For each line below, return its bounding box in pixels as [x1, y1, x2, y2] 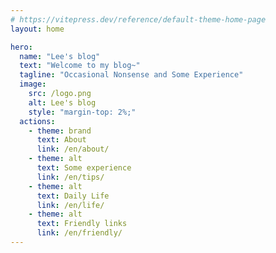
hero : [10, 42, 33, 52]
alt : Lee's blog [28, 97, 97, 108]
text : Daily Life [36, 191, 110, 201]
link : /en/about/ [36, 144, 110, 155]
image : [19, 79, 47, 90]
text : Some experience [36, 163, 132, 173]
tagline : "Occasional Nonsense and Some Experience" [19, 70, 244, 80]
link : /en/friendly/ [36, 228, 123, 238]
